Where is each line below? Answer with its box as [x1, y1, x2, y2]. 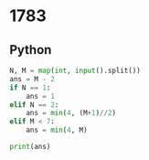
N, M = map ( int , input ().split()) [9, 66, 142, 75]
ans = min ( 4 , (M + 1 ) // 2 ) [26, 109, 117, 118]
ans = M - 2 [9, 74, 55, 83]
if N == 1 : [9, 83, 51, 92]
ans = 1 [26, 91, 55, 101]
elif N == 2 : [9, 100, 59, 110]
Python [9, 42, 52, 58]
